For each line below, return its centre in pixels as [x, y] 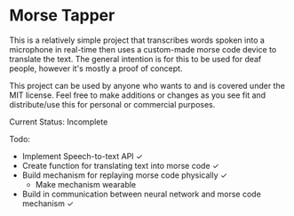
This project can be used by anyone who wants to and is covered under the [147, 85]
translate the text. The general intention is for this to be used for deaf [135, 59]
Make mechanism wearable [86, 184]
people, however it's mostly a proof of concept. [96, 68]
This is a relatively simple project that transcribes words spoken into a [137, 40]
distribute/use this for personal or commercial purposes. [112, 104]
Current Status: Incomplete [59, 122]
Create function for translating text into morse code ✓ [120, 165]
